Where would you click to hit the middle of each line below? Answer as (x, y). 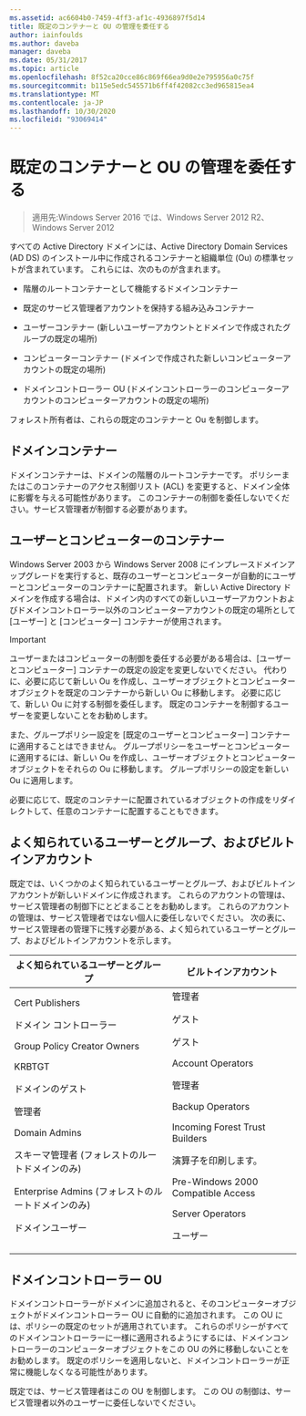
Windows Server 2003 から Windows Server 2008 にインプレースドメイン (148, 564)
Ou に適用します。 (44, 780)
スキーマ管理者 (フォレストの (76, 1154)
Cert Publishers (47, 1002)
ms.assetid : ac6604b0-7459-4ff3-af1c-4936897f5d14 (107, 18)
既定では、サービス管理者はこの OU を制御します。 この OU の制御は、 (143, 1391)
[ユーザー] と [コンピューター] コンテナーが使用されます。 (118, 621)
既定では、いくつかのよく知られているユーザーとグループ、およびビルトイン (153, 883)
